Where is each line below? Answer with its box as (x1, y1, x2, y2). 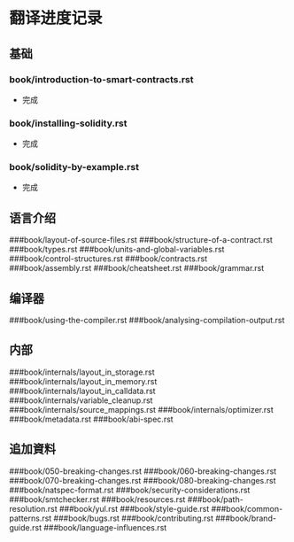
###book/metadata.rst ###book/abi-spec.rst (9, 414, 174, 424)
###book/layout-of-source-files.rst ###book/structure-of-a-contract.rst (9, 235, 273, 245)
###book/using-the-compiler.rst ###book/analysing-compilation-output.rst (9, 315, 285, 326)
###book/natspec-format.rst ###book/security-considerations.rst (9, 484, 251, 495)
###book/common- (211, 503, 283, 514)
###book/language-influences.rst (43, 522, 167, 532)
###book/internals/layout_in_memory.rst (9, 376, 158, 386)
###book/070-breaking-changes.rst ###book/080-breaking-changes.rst (9, 475, 276, 485)
